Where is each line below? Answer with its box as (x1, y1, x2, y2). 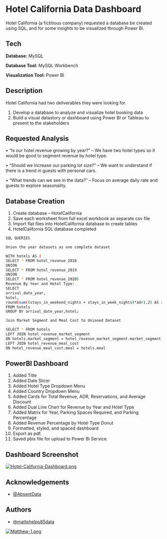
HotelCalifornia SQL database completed (12, 226, 97, 232)
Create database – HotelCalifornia (12, 210, 82, 216)
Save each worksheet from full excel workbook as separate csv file (12, 215, 150, 222)
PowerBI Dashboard (5, 359, 68, 367)
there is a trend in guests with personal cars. (5, 168, 97, 174)
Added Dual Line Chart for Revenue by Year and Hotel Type (12, 404, 134, 410)
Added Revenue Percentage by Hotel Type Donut (12, 420, 113, 426)
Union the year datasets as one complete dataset (5, 245, 111, 250)
